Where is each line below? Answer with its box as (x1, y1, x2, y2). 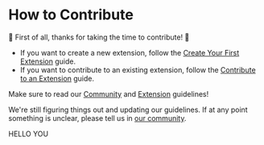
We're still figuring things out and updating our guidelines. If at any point (8, 105, 248, 114)
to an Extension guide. (19, 73, 95, 83)
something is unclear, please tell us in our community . (8, 113, 187, 122)
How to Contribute (8, 6, 134, 24)
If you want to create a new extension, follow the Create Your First (19, 48, 240, 57)
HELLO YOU (8, 129, 49, 139)
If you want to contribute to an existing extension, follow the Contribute (19, 64, 256, 74)
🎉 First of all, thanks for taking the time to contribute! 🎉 (8, 32, 190, 42)
